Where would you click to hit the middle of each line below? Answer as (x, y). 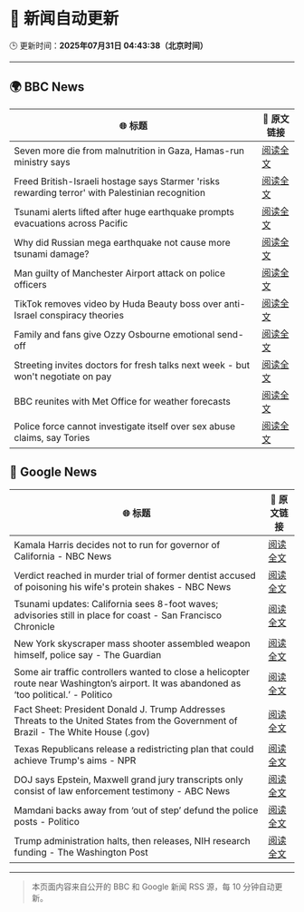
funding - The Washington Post (81, 852)
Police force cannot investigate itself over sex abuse (125, 426)
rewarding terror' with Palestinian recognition (110, 192)
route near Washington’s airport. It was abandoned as (128, 683)
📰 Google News (53, 472)
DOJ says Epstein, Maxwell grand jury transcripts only (128, 780)
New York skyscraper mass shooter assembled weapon (132, 643)
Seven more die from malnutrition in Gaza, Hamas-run (129, 151)
